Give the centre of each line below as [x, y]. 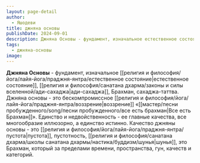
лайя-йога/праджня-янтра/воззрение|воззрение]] [70, 104]
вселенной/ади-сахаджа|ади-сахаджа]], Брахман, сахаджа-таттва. [93, 91]
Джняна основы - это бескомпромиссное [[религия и [75, 98]
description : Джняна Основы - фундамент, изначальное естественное [92, 39]
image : [14, 56]
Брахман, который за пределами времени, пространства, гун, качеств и [99, 148]
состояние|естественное [157, 79]
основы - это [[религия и [38, 129]
